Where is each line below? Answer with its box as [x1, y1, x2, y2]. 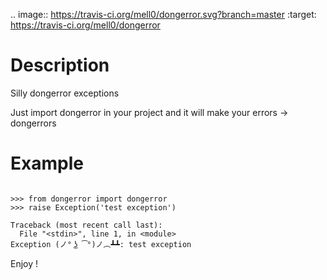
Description [10, 54, 110, 77]
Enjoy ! [10, 257, 39, 269]
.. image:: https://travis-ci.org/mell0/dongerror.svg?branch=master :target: [10, 9, 317, 20]
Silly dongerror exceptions [10, 87, 120, 99]
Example [10, 152, 84, 175]
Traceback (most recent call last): [10, 220, 163, 230]
